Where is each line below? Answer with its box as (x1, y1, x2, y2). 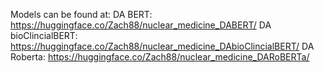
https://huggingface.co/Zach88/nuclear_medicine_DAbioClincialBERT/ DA (10, 40, 315, 52)
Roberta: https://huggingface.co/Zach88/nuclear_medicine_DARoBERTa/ (10, 51, 310, 63)
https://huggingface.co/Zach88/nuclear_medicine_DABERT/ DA (10, 19, 272, 31)
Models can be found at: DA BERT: (10, 9, 153, 20)
